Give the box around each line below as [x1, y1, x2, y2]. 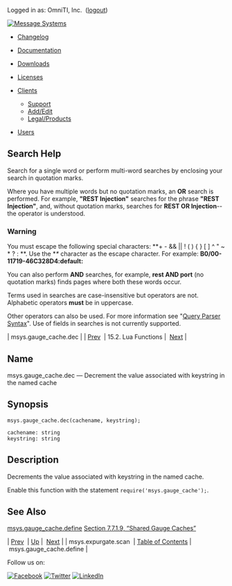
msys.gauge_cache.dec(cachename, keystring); [7, 417, 141, 424]
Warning [7, 227, 37, 236]
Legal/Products [27, 114, 71, 123]
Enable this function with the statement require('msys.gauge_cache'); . [7, 486, 209, 494]
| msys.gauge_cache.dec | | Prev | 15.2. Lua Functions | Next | [7, 332, 187, 341]
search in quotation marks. [7, 173, 84, 182]
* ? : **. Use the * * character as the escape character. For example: [7, 249, 199, 258]
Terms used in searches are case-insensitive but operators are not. [7, 291, 199, 300]
